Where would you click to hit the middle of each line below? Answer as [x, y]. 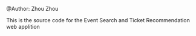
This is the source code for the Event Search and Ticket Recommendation [98, 20]
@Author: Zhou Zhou [32, 9]
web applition [23, 27]
